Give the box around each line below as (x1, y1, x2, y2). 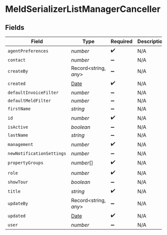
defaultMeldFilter (7, 98, 51, 103)
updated (7, 213, 26, 219)
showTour (7, 179, 28, 185)
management (7, 142, 33, 147)
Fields (5, 23, 25, 32)
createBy (7, 69, 28, 74)
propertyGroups (7, 160, 44, 165)
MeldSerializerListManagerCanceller (5, 3, 161, 15)
